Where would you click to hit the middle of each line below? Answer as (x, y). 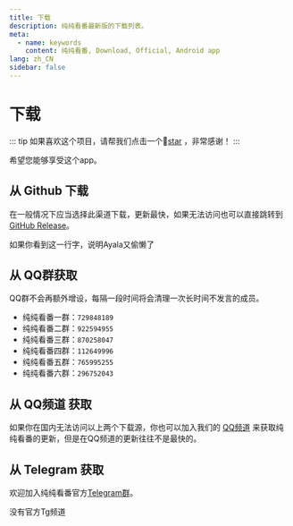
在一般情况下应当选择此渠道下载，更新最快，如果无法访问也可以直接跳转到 (146, 214)
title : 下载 (30, 17)
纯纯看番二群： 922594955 (68, 328)
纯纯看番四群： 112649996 (68, 351)
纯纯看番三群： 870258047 (68, 340)
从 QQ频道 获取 (50, 404)
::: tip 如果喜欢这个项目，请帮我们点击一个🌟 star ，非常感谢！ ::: (125, 140)
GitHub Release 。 (42, 225)
